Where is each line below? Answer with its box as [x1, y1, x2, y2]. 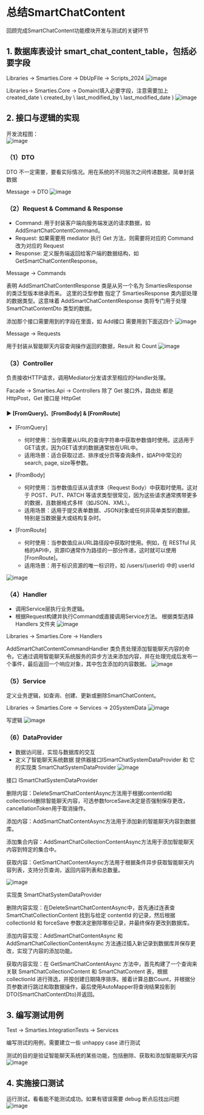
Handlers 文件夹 [15, 620, 56, 627]
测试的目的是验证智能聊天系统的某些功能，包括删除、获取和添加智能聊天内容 [6, 1052, 198, 1059]
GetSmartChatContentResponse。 [15, 257, 101, 265]
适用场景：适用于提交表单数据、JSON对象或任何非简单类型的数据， [24, 506, 193, 514]
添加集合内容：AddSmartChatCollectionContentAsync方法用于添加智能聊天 [6, 838, 194, 846]
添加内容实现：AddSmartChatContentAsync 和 [6, 932, 123, 939]
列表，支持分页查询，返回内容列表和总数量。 [11, 866, 123, 874]
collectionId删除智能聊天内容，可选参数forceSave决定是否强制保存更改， [6, 797, 189, 804]
